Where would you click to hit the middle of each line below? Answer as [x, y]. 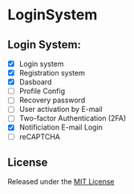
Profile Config [42, 91]
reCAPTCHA [40, 136]
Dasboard [35, 82]
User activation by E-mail [61, 109]
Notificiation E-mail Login [61, 127]
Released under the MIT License [61, 182]
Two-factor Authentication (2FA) [73, 118]
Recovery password [52, 100]
